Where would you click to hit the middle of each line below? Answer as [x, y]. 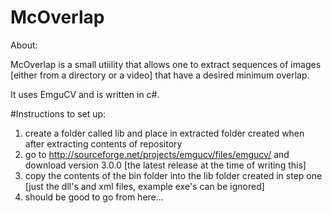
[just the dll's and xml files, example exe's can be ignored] [144, 186]
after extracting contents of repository [103, 143]
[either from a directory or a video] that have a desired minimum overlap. [160, 75]
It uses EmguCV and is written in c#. [85, 94]
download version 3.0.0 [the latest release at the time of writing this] [165, 165]
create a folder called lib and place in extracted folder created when [164, 133]
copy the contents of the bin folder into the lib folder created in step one [173, 175]
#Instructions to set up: [58, 113]
